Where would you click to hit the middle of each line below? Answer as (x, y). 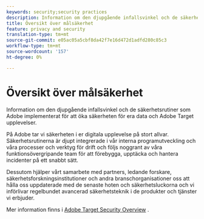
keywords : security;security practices (57, 12)
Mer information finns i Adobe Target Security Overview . (78, 209)
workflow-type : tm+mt (34, 46)
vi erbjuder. (21, 198)
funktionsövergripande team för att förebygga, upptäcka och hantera (92, 153)
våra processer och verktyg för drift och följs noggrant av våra (84, 147)
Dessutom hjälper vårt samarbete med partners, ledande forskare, (89, 172)
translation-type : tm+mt (38, 35)
